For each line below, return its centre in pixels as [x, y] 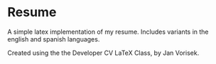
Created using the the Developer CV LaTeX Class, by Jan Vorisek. [103, 53]
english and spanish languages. [54, 39]
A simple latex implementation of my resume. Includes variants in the [108, 32]
